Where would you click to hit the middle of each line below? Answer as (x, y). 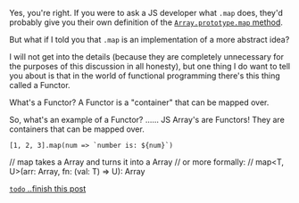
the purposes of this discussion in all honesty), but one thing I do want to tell (150, 66)
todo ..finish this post (48, 189)
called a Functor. (40, 85)
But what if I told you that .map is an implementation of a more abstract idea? (149, 40)
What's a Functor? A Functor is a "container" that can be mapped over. (139, 102)
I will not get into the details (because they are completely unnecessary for (146, 57)
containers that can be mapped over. (77, 129)
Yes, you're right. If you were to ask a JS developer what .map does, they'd (146, 13)
